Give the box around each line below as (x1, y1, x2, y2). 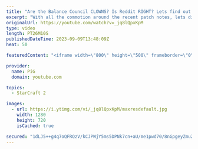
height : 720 (16, 117, 46, 123)
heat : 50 (6, 42, 28, 48)
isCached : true (16, 122, 54, 129)
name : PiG (11, 69, 35, 74)
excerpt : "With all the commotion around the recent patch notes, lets (6, 14, 186, 20)
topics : (6, 85, 25, 90)
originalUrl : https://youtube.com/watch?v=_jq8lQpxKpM (6, 20, 144, 25)
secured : (6, 134, 28, 140)
